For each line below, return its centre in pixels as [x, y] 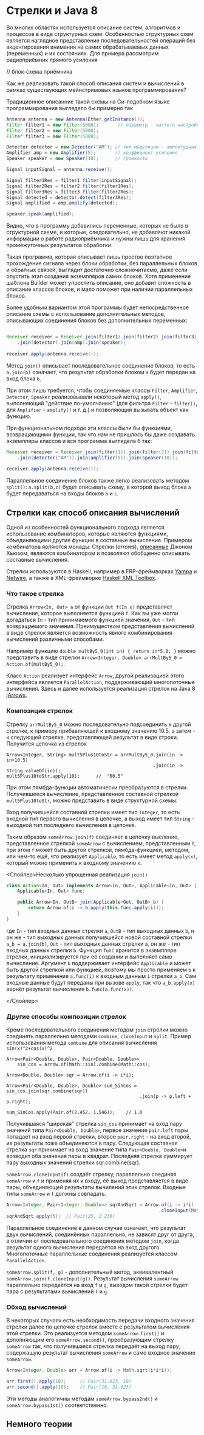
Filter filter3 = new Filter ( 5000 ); [53, 136]
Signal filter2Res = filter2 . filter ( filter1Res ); [70, 186]
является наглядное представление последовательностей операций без [101, 40]
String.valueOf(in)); [34, 770]
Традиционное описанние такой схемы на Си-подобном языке [88, 102]
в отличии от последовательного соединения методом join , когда [93, 1241]
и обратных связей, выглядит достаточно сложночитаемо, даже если [97, 270]
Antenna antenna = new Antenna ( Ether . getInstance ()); [76, 119]
